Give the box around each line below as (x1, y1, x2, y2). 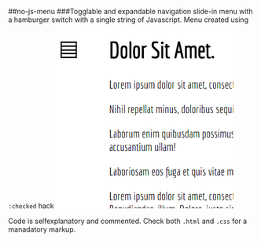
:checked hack (8, 201, 55, 211)
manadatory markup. (8, 225, 76, 234)
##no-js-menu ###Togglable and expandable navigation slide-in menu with (8, 7, 253, 16)
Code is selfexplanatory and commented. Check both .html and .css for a (8, 216, 248, 225)
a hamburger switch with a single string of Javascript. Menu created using (8, 15, 249, 24)
